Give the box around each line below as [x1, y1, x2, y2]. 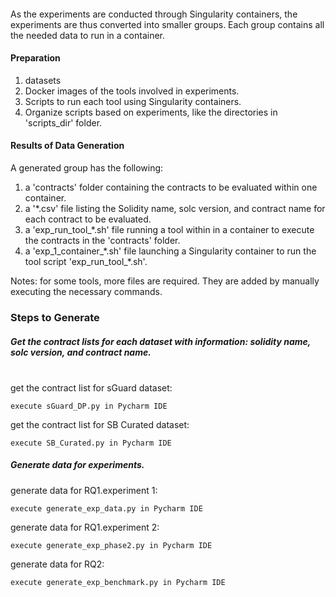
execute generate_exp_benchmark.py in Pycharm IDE [10, 577, 226, 587]
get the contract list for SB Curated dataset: [10, 418, 190, 430]
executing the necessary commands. [10, 286, 163, 297]
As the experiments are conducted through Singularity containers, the [10, 8, 298, 20]
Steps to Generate [10, 310, 100, 324]
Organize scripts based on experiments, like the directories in [24, 106, 278, 118]
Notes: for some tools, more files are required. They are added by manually [10, 275, 320, 287]
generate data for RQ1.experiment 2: [10, 521, 160, 533]
